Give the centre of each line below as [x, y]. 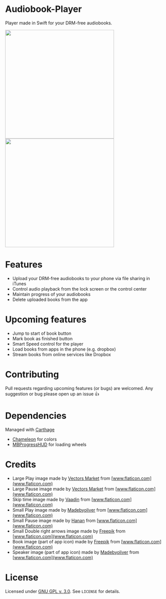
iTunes [19, 284]
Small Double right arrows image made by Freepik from [69, 531]
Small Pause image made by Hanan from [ [55, 521]
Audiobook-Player [43, 9]
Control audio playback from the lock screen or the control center [80, 289]
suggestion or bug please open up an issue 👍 [52, 394]
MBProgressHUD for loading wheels [49, 444]
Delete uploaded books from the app [50, 299]
